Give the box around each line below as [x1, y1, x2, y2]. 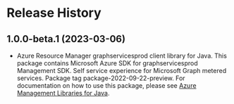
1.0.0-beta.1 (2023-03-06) [6, 33, 126, 45]
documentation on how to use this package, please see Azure [16, 82, 197, 89]
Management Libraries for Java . [16, 89, 110, 97]
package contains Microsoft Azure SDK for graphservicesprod [16, 59, 198, 67]
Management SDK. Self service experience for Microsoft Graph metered [16, 67, 227, 74]
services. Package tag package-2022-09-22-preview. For [16, 74, 185, 82]
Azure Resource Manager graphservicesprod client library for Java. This [16, 51, 227, 60]
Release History [6, 5, 101, 21]
